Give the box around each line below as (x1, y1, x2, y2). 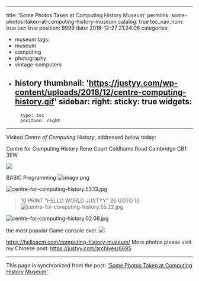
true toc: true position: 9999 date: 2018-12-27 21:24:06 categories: (6, 24, 169, 31)
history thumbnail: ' (14, 78, 89, 88)
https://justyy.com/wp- (88, 78, 178, 88)
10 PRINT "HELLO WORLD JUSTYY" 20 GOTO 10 (20, 197, 140, 204)
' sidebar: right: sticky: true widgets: (54, 97, 192, 107)
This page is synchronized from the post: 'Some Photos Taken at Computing (6, 261, 192, 269)
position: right (20, 117, 60, 123)
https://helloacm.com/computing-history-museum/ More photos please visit (6, 238, 192, 245)
